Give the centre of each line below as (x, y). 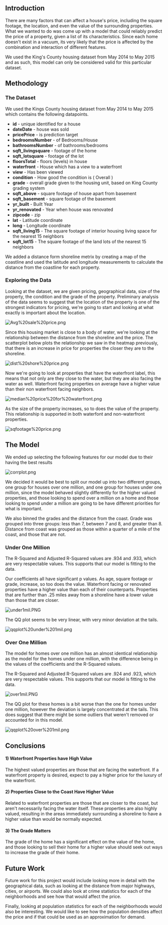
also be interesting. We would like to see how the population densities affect (84, 912)
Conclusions (25, 746)
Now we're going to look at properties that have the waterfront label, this (80, 373)
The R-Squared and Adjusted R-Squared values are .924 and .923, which (81, 674)
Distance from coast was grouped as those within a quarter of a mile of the (83, 529)
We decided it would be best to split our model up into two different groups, (83, 482)
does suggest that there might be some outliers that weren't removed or (79, 715)
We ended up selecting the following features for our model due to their (79, 457)
